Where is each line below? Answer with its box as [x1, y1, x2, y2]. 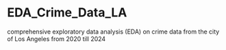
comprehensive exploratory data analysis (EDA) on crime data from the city [7, 27, 220, 36]
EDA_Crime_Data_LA [7, 5, 127, 21]
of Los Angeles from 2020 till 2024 [7, 34, 106, 42]
